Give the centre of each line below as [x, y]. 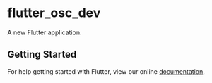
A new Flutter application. [45, 32]
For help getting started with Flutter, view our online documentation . [106, 71]
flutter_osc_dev [54, 13]
